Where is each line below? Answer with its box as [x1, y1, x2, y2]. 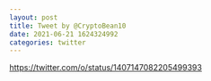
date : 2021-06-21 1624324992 [9, 29, 119, 38]
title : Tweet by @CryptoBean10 [9, 21, 127, 30]
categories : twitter [9, 37, 87, 47]
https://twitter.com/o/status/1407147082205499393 [9, 62, 202, 73]
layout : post [9, 12, 58, 22]
